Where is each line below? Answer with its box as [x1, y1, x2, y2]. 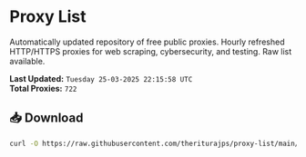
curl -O [9, 139, 39, 148]
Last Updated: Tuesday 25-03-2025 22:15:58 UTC [9, 73, 193, 83]
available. [9, 55, 46, 66]
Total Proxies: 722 [9, 83, 77, 93]
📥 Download [9, 111, 84, 126]
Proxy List [9, 6, 87, 27]
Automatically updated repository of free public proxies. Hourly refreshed [9, 36, 285, 47]
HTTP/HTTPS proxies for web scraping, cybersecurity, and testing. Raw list [9, 45, 292, 56]
